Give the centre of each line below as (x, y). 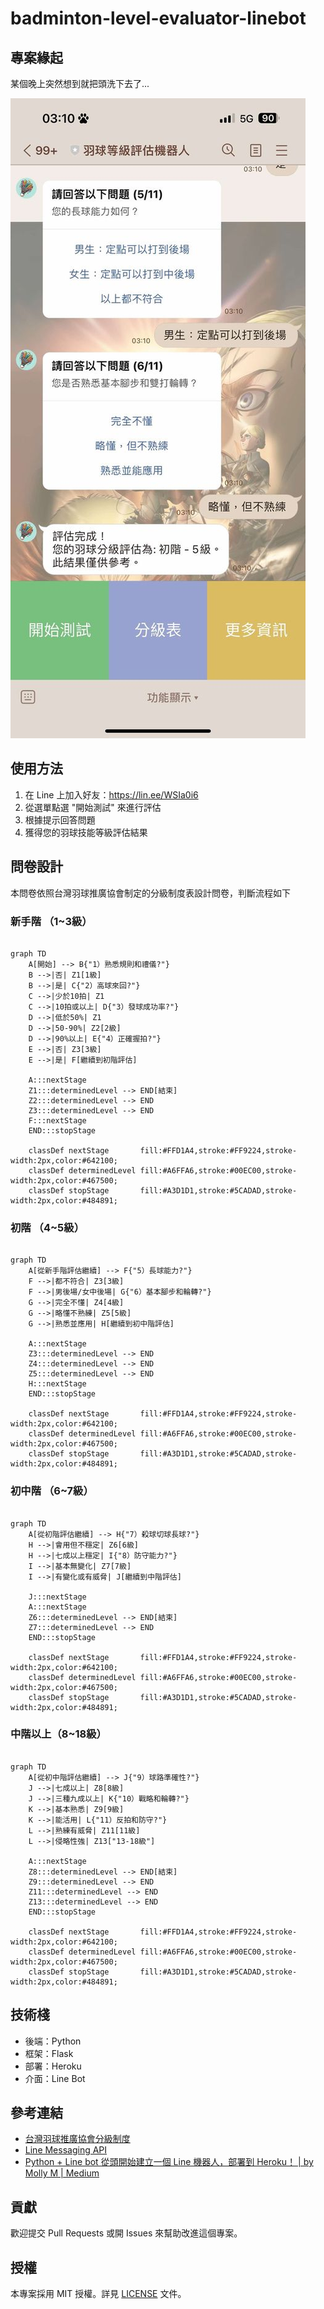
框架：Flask (49, 2053)
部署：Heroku (53, 2066)
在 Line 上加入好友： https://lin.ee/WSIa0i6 (111, 794)
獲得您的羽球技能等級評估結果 (86, 832)
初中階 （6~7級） (52, 1491)
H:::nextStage (57, 1384)
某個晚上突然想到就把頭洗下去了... (80, 83)
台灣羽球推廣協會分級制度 (77, 2139)
